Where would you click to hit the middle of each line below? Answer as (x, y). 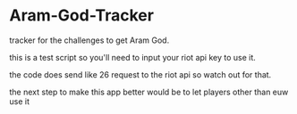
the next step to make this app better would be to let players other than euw (149, 92)
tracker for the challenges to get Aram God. (89, 40)
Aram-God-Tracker (82, 16)
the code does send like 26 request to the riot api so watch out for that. (140, 74)
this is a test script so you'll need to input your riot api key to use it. (133, 57)
